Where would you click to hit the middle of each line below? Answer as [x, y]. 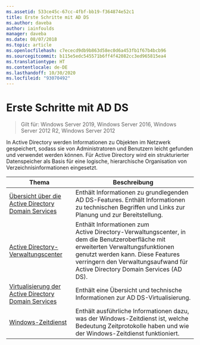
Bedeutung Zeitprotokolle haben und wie [132, 326]
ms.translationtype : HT [36, 61]
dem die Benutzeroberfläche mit [120, 239]
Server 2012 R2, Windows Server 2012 [68, 131]
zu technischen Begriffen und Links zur [130, 208]
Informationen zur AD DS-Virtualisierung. [133, 298]
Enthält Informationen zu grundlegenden [132, 193]
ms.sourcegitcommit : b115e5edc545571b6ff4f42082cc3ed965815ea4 [86, 56]
